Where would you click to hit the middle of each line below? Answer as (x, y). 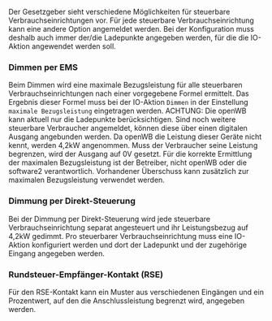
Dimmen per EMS (43, 67)
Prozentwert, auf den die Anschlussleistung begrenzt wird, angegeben (127, 301)
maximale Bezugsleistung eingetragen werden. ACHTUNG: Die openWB (127, 111)
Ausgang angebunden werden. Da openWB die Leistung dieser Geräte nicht (135, 137)
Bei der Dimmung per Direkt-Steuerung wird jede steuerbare (110, 219)
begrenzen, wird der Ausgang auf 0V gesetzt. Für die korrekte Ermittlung (130, 154)
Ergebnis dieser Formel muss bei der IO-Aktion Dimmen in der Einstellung (129, 102)
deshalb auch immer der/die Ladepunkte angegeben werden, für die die (129, 37)
